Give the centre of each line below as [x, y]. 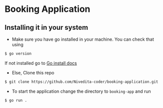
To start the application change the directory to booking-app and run [81, 91]
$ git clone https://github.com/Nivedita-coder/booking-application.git [81, 82]
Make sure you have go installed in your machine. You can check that [83, 39]
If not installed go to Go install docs [41, 63]
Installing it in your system [46, 27]
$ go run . [16, 100]
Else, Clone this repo [33, 72]
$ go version [18, 54]
